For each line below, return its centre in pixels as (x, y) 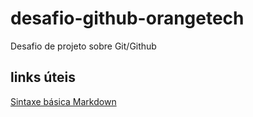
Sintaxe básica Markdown (63, 101)
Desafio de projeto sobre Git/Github (83, 46)
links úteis (43, 77)
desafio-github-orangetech (127, 18)
